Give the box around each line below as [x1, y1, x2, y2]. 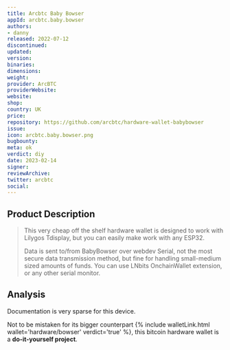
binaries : [7, 61, 36, 68]
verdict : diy [7, 151, 45, 158]
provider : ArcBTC [7, 80, 57, 87]
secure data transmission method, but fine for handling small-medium [23, 254, 222, 263]
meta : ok [7, 144, 32, 151]
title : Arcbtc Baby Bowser [7, 10, 84, 17]
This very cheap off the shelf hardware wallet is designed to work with [23, 226, 224, 234]
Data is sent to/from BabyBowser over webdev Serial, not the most [23, 247, 213, 255]
